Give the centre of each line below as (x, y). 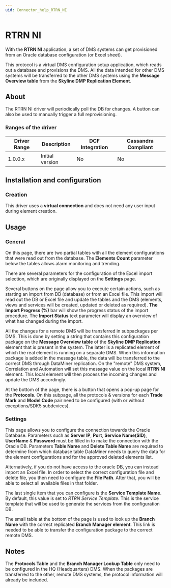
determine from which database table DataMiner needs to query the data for (85, 452)
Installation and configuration (53, 180)
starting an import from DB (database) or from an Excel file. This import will (84, 294)
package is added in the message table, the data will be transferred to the (83, 358)
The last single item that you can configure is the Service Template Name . (83, 493)
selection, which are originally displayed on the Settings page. (71, 279)
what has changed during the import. (44, 321)
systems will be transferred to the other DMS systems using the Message (82, 75)
